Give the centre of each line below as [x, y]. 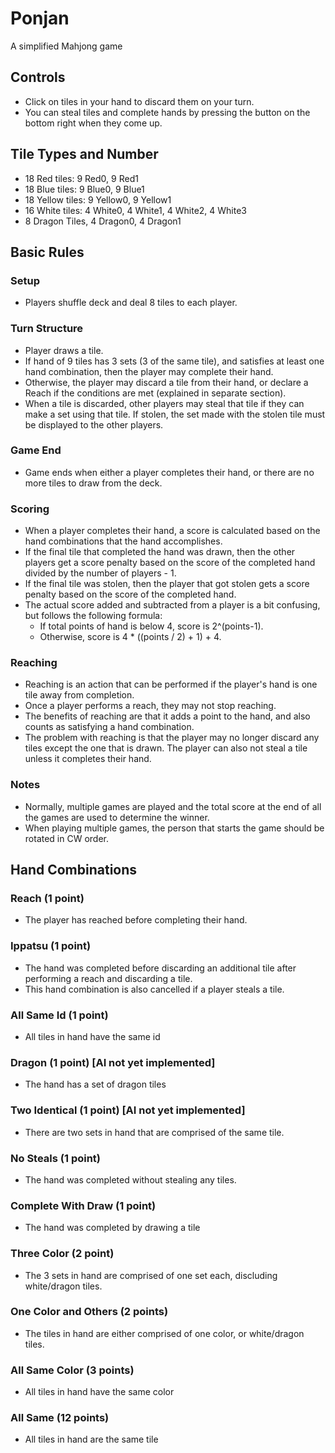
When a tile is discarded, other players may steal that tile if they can [164, 403]
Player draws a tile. [64, 350]
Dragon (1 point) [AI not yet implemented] [113, 1062]
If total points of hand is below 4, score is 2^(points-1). [151, 626]
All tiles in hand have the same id [92, 1037]
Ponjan [40, 18]
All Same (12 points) [60, 1418]
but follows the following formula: [93, 616]
